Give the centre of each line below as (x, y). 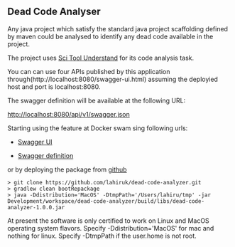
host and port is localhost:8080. (54, 86)
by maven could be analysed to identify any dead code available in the (110, 36)
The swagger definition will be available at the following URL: (97, 100)
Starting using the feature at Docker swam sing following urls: (98, 128)
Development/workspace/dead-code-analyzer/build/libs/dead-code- (106, 201)
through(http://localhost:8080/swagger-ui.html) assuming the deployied (113, 79)
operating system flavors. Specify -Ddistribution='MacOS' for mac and (111, 228)
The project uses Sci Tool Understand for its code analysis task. (101, 58)
